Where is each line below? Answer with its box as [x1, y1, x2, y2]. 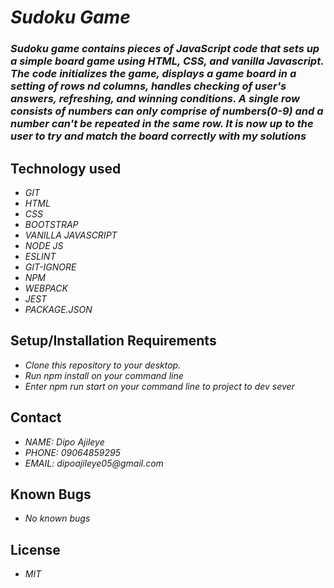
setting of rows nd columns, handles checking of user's [10, 79, 287, 93]
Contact [10, 409, 62, 426]
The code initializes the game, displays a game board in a [10, 67, 297, 81]
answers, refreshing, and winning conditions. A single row [10, 92, 300, 106]
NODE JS [24, 239, 64, 251]
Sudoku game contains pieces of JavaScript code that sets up [10, 42, 320, 56]
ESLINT [24, 250, 57, 262]
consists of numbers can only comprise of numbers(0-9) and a [10, 104, 324, 118]
